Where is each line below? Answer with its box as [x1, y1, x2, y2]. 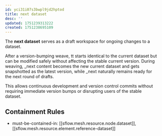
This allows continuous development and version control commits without [5, 83, 153, 89]
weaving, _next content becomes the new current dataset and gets [5, 64, 140, 69]
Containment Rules [5, 107, 65, 116]
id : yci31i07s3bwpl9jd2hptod [5, 7, 64, 12]
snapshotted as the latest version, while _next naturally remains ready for [5, 68, 152, 74]
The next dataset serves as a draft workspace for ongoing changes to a [5, 38, 150, 44]
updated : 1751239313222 [5, 20, 54, 26]
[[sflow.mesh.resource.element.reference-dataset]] [12, 125, 116, 131]
